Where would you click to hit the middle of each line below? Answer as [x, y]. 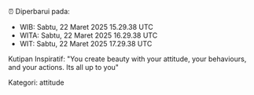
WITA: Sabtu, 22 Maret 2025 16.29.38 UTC [88, 35]
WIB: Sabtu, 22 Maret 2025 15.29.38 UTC [86, 27]
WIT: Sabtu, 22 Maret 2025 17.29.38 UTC [86, 44]
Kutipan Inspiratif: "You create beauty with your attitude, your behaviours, [127, 59]
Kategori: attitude [36, 82]
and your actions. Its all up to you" [64, 67]
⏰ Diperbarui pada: [39, 11]
